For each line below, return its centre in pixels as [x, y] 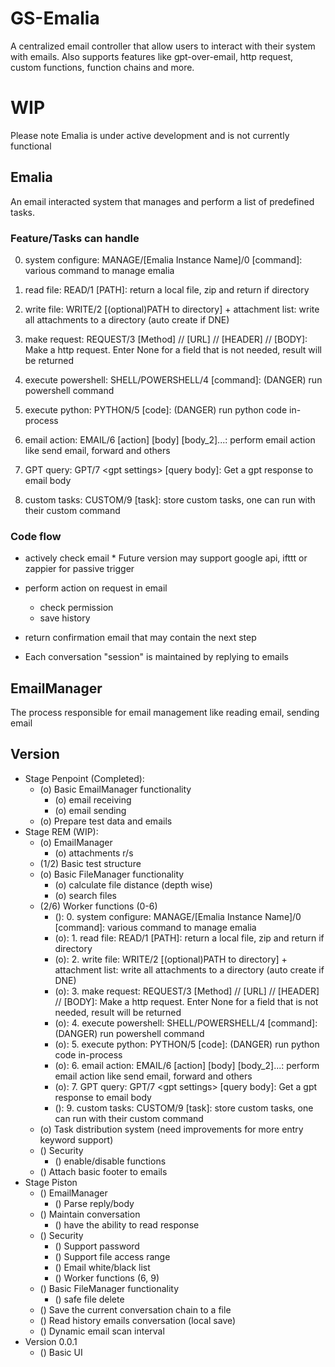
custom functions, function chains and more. [102, 67]
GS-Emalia [55, 18]
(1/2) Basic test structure [90, 863]
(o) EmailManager [76, 842]
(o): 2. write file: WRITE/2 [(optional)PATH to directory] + [171, 959]
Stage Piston [51, 1182]
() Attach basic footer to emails [103, 1171]
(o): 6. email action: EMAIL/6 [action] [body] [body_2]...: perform [187, 1065]
